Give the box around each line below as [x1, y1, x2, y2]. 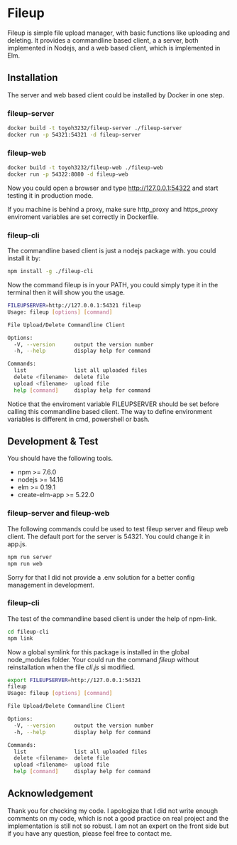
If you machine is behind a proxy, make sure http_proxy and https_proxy [7, 205, 219, 213]
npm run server [7, 553, 53, 560]
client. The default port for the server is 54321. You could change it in [7, 532, 211, 541]
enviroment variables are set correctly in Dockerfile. [7, 212, 160, 221]
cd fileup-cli [7, 628, 50, 635]
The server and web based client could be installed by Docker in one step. [7, 90, 225, 99]
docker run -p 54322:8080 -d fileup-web [7, 171, 129, 178]
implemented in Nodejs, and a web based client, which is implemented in [7, 43, 221, 52]
